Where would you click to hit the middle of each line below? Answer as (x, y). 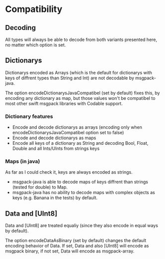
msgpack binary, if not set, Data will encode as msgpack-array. (70, 251)
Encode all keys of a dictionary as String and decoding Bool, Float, (80, 143)
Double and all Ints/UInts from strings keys (56, 149)
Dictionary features (29, 116)
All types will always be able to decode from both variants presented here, (81, 39)
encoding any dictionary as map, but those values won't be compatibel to (80, 98)
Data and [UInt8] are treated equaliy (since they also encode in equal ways (82, 226)
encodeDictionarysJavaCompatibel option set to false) (68, 133)
